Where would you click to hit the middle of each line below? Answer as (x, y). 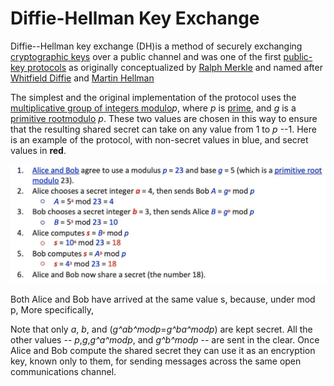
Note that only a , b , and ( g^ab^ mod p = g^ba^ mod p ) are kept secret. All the (161, 329)
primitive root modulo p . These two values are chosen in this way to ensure (164, 118)
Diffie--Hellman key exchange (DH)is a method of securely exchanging (156, 46)
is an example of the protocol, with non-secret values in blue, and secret (159, 139)
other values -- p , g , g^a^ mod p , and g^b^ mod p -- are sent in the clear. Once (165, 340)
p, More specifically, (52, 310)
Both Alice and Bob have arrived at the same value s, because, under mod (163, 299)
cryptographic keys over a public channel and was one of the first (146, 56)
